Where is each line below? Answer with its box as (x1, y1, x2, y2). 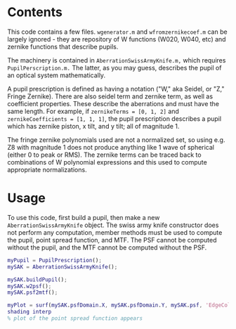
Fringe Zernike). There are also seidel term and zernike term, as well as (7, 92, 213, 101)
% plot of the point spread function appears (7, 315, 143, 322)
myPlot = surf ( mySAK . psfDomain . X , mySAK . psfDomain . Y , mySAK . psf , (7, 302, 203, 309)
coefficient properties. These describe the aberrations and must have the (7, 99, 220, 108)
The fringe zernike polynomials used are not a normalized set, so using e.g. (7, 135, 225, 144)
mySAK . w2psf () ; (7, 283, 52, 290)
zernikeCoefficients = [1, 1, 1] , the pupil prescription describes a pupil (7, 114, 222, 123)
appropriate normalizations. (7, 165, 87, 174)
